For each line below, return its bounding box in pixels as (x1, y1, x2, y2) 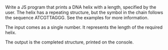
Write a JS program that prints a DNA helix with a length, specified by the (5, 4, 156, 10)
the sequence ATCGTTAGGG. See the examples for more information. (5, 15, 149, 20)
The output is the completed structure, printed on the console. (5, 39, 134, 45)
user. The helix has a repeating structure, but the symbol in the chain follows (5, 9, 163, 15)
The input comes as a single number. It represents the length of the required (5, 24, 163, 30)
